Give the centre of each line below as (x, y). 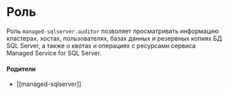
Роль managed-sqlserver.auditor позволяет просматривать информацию (113, 31)
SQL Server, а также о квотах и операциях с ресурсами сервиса (101, 45)
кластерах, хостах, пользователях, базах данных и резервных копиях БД (115, 38)
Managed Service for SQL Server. (54, 53)
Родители (21, 69)
